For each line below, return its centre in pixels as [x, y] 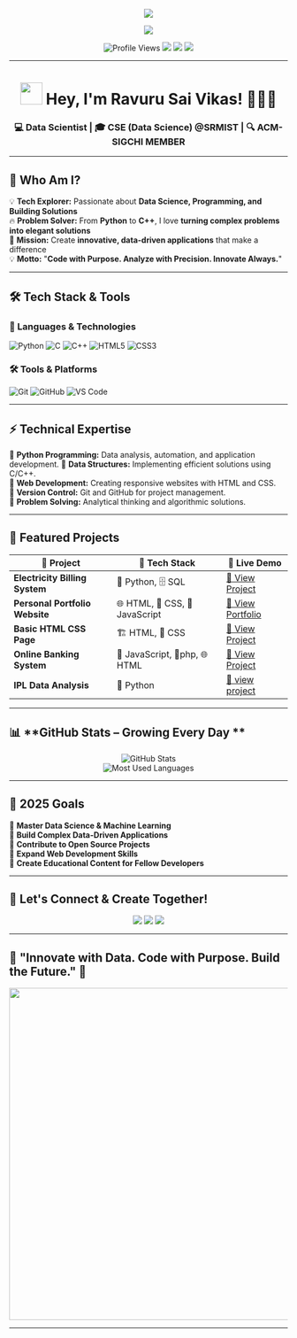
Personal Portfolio [52, 603]
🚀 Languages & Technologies [73, 326]
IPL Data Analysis [52, 684]
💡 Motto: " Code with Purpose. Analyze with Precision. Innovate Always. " [146, 259]
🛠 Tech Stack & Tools [70, 297]
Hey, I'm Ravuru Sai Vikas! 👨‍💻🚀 [161, 100]
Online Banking [46, 654]
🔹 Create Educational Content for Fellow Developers [107, 862]
